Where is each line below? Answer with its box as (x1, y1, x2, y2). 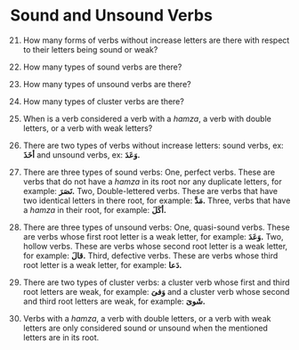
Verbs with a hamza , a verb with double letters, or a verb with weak (22, 313, 271, 323)
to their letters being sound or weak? (22, 44, 158, 54)
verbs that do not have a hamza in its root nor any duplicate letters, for (22, 175, 283, 187)
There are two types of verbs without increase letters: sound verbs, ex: (22, 140, 284, 151)
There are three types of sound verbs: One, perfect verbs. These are (22, 167, 275, 177)
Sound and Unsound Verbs (10, 5, 213, 26)
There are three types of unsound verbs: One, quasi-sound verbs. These (22, 222, 290, 232)
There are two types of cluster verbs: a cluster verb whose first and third (22, 277, 290, 288)
